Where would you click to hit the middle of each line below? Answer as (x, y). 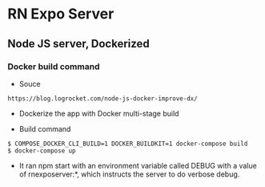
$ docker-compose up (42, 150)
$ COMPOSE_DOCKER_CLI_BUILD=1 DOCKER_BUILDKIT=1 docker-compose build (128, 144)
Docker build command (54, 67)
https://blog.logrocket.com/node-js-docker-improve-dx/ (102, 98)
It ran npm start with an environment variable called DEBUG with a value (138, 165)
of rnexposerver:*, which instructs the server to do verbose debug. (129, 174)
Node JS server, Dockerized (78, 44)
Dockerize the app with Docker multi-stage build (99, 113)
